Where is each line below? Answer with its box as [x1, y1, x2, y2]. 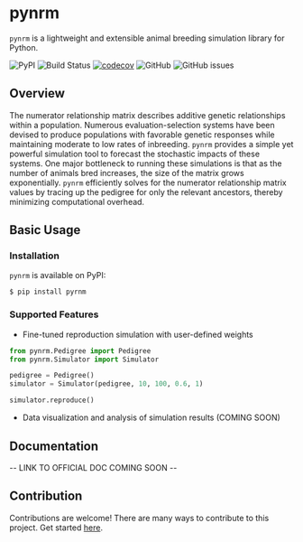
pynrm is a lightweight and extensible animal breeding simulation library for [9, 33, 285, 43]
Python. [9, 42, 39, 52]
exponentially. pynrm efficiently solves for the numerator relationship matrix [9, 177, 287, 188]
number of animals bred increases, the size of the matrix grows [9, 167, 245, 178]
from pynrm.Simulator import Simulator [9, 355, 160, 364]
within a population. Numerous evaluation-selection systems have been [9, 119, 275, 130]
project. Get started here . [9, 522, 104, 533]
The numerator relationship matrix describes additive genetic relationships [9, 109, 286, 120]
